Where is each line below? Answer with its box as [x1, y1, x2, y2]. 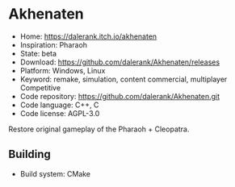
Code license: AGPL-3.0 [19, 108, 100, 118]
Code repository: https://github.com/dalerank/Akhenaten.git [19, 91, 220, 101]
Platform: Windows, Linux [19, 65, 106, 75]
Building [8, 148, 51, 161]
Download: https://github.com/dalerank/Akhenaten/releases [19, 57, 220, 67]
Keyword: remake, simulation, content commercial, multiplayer [19, 74, 228, 84]
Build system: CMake [19, 168, 91, 178]
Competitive [19, 82, 61, 93]
